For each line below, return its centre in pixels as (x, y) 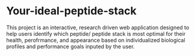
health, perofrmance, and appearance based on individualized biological (96, 40)
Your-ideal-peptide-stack (71, 11)
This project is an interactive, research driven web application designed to (98, 27)
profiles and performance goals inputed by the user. (70, 46)
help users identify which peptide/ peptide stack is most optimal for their (96, 33)
